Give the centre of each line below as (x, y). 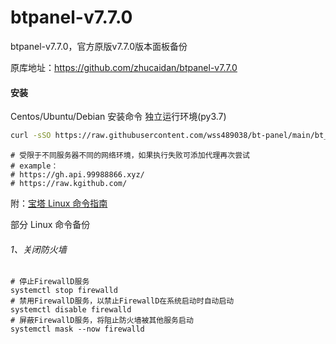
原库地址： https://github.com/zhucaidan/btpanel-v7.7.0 (124, 67)
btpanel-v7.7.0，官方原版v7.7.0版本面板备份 (99, 46)
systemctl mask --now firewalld (77, 329)
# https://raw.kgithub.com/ (69, 184)
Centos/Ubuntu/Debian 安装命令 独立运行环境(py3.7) (118, 117)
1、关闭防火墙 (38, 249)
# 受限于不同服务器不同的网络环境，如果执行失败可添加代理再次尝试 (130, 156)
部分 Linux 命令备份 (50, 225)
